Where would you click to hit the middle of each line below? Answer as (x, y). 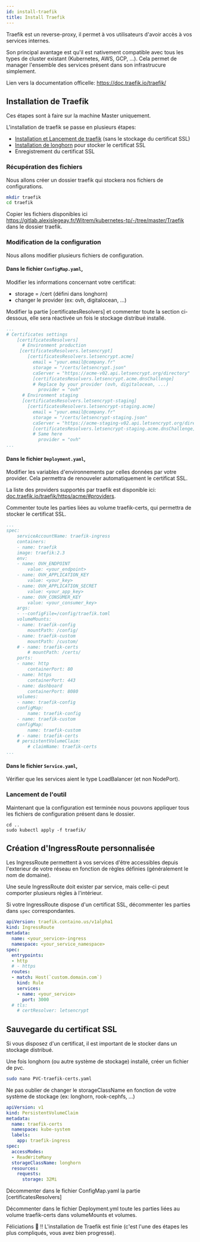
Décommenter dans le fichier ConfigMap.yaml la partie (74, 1191)
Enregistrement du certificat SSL (55, 151)
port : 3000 (35, 999)
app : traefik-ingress (43, 1141)
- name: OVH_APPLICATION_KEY (53, 575)
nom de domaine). (29, 875)
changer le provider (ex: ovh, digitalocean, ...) (71, 300)
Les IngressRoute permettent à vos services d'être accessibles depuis (92, 863)
